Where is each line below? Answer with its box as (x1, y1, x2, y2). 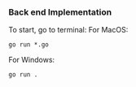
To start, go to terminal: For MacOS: (8, 25, 129, 35)
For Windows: (8, 55, 55, 65)
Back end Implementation (8, 7, 112, 18)
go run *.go (8, 41, 49, 49)
